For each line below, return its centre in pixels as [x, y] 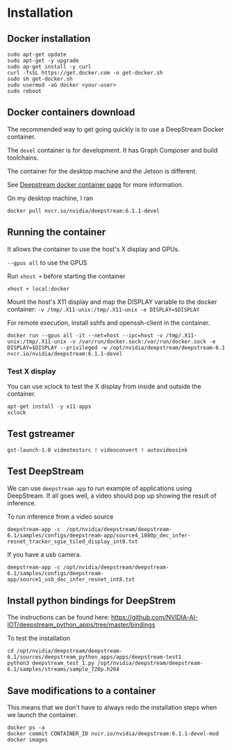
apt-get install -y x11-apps [49, 406]
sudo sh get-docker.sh [40, 79]
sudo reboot [24, 91]
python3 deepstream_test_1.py [51, 664]
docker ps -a [26, 728]
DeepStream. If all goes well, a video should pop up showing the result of [112, 496]
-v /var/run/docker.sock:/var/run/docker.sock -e [142, 342]
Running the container [57, 232]
